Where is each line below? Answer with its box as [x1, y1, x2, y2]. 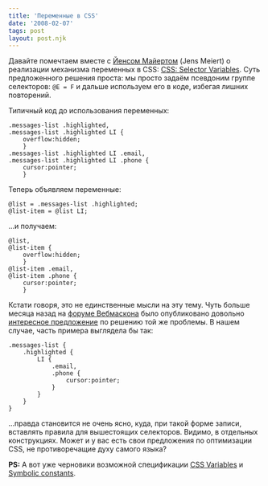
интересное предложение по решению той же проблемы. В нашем [8, 317, 240, 327]
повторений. [8, 90, 52, 100]
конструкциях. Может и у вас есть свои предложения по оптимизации [8, 435, 252, 446]
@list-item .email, [8, 265, 74, 273]
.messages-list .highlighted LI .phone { [8, 157, 150, 165]
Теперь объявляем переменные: [8, 185, 122, 194]
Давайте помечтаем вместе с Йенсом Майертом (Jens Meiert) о [8, 56, 231, 66]
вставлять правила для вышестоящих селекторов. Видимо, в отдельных [8, 427, 258, 437]
